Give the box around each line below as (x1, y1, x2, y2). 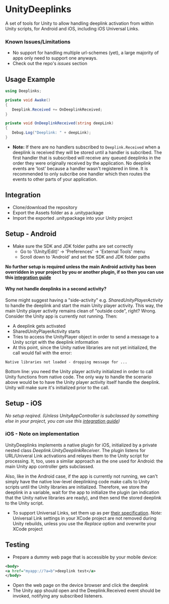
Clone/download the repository (12, 204, 78, 210)
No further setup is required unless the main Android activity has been (5, 264, 156, 270)
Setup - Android (5, 230, 57, 238)
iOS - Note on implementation (5, 430, 80, 437)
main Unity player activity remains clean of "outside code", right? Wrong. (5, 308, 156, 314)
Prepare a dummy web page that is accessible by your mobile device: (12, 554, 157, 560)
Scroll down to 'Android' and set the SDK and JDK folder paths (20, 254, 150, 260)
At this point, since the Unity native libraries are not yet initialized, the (12, 344, 157, 350)
